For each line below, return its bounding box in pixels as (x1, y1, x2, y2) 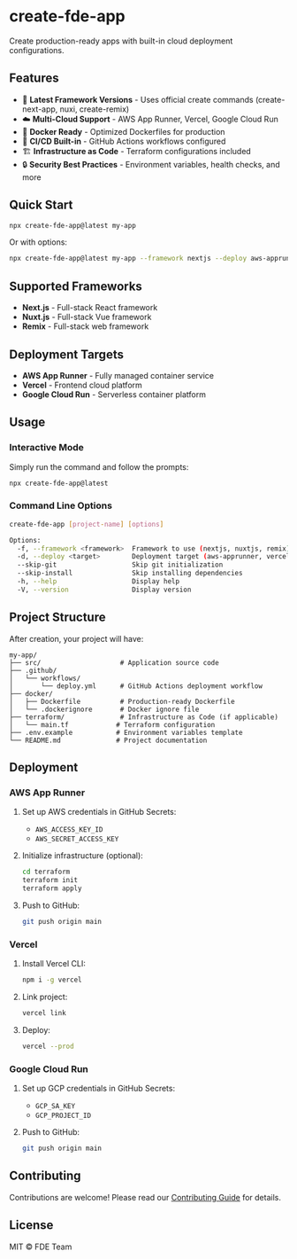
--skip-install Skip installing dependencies (17, 569, 243, 578)
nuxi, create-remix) (59, 104, 130, 114)
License (9, 1217, 54, 1233)
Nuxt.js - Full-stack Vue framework (21, 312, 152, 323)
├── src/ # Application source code (9, 658, 219, 667)
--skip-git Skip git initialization (17, 560, 224, 569)
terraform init (21, 876, 79, 885)
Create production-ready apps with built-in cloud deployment (9, 35, 233, 46)
